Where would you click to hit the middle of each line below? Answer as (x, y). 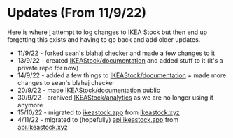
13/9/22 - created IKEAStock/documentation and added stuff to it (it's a (120, 60)
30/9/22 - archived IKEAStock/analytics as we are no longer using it (115, 97)
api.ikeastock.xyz (42, 127)
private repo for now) (48, 68)
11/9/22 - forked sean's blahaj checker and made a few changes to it (116, 53)
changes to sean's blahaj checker (66, 82)
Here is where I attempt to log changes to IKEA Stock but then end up (107, 32)
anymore (30, 105)
